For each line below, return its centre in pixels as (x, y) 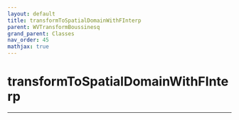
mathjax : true (28, 47)
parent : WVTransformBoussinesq (54, 27)
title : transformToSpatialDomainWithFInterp (74, 20)
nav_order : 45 (28, 40)
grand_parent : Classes (41, 34)
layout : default (31, 14)
